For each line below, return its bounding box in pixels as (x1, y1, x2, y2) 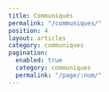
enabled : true (15, 57, 63, 65)
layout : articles (8, 34, 67, 42)
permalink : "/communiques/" (8, 19, 103, 27)
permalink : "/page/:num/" (15, 71, 103, 79)
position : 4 (8, 26, 48, 34)
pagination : (8, 49, 48, 57)
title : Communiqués (8, 11, 74, 20)
